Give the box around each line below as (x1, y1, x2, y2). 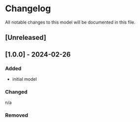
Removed (5, 112, 28, 119)
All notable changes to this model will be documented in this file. (5, 19, 136, 25)
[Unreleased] (5, 33, 47, 42)
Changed (5, 88, 28, 95)
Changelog (5, 3, 51, 14)
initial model (12, 76, 37, 82)
